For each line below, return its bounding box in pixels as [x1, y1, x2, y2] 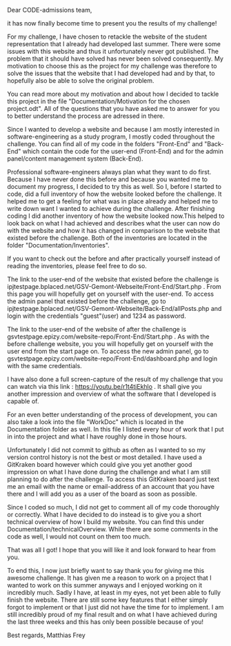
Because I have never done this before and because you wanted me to [7, 175, 208, 183]
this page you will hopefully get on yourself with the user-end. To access [7, 290, 214, 298]
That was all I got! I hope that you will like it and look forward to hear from [7, 546, 216, 554]
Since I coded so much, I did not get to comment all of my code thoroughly [7, 503, 220, 511]
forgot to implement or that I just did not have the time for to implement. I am [7, 603, 224, 611]
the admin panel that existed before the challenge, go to [7, 297, 167, 305]
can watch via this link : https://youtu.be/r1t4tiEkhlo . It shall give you [7, 383, 202, 390]
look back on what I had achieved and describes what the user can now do [7, 219, 221, 227]
